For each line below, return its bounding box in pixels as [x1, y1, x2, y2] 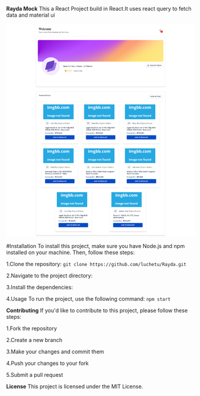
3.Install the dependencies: [6, 284, 73, 291]
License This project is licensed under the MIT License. [6, 383, 144, 390]
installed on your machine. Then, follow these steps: [6, 249, 135, 256]
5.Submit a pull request [6, 371, 63, 379]
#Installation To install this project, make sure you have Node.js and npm [6, 243, 185, 250]
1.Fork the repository [6, 325, 57, 332]
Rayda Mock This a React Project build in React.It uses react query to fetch [6, 5, 192, 12]
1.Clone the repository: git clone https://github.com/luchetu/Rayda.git [6, 261, 187, 268]
